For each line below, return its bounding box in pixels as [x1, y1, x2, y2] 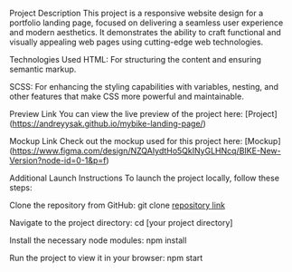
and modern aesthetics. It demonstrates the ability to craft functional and [9, 27, 282, 37]
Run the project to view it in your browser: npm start [9, 253, 203, 263]
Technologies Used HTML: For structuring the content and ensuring [9, 54, 262, 64]
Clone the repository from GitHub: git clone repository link [9, 199, 226, 210]
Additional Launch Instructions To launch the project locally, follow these [9, 172, 280, 183]
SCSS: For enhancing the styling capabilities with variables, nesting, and [9, 82, 278, 92]
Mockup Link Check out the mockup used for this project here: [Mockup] [9, 136, 282, 146]
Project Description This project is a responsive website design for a [9, 8, 264, 18]
